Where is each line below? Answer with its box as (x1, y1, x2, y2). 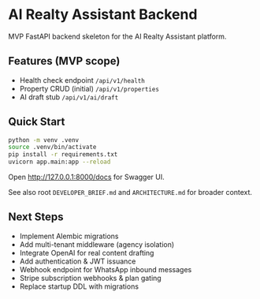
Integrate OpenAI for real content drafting (19, 248, 154, 257)
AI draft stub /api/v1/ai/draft (19, 92, 119, 102)
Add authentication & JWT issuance (19, 256, 136, 266)
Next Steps (8, 211, 64, 224)
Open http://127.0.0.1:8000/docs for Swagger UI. (8, 172, 165, 182)
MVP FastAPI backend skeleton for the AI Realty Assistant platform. (8, 32, 227, 41)
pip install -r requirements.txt (8, 151, 118, 159)
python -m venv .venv (8, 136, 80, 144)
